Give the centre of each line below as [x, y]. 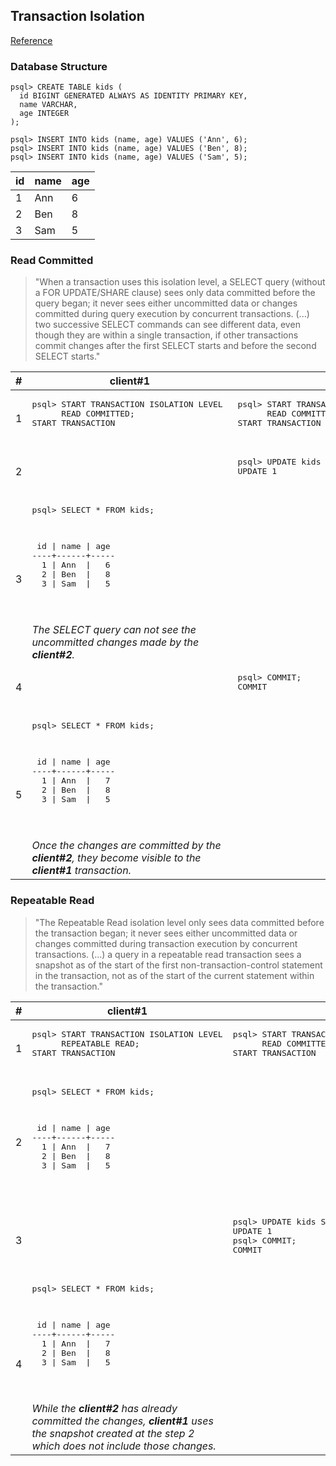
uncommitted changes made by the [115, 642]
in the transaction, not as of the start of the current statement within [174, 975]
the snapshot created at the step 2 [113, 1433]
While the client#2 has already [104, 1408]
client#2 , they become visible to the [116, 858]
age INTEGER [44, 114]
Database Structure [59, 66]
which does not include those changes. [124, 1446]
